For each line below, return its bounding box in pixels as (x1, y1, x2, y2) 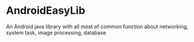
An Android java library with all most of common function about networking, (6, 23, 189, 30)
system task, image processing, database (6, 29, 106, 36)
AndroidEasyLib (6, 4, 86, 17)
